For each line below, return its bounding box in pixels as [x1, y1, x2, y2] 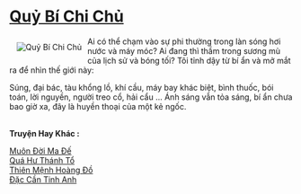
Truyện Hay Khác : [9, 128, 80, 138]
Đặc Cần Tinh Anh [9, 173, 77, 185]
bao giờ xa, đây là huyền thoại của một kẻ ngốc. [9, 101, 187, 111]
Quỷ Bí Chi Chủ [9, 6, 124, 27]
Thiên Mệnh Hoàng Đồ [9, 164, 93, 175]
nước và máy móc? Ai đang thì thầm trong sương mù [86, 45, 281, 56]
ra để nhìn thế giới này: [9, 65, 94, 75]
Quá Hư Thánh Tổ [9, 154, 75, 165]
